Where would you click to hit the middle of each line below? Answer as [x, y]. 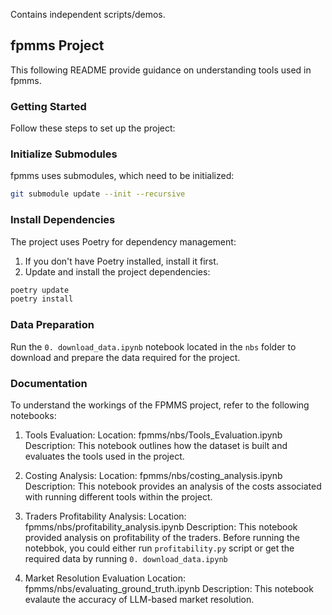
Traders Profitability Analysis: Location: [105, 516]
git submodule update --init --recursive [98, 194]
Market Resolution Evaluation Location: [105, 578]
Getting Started [48, 106]
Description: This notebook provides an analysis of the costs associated [173, 486]
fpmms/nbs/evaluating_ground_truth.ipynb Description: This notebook [169, 588]
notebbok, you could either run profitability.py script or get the [159, 548]
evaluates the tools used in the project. [104, 456]
